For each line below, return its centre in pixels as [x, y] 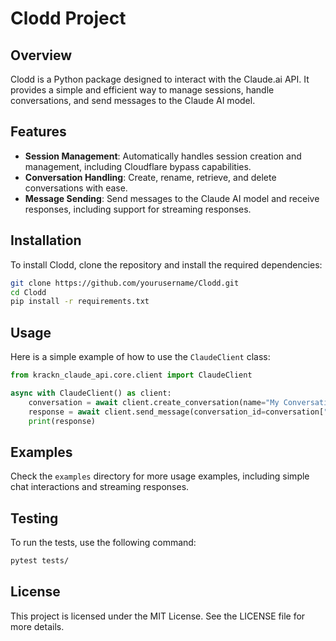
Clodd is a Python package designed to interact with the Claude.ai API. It [160, 79]
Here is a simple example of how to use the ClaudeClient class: [140, 357]
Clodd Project [68, 18]
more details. [37, 626]
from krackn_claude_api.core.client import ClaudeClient [131, 375]
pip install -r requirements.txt [80, 302]
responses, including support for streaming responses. [138, 209]
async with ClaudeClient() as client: [91, 393]
